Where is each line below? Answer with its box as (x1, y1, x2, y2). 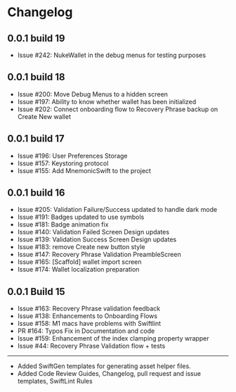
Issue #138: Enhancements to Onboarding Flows (17, 312, 158, 320)
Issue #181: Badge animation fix (17, 220, 109, 229)
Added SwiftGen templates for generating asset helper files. (17, 362, 191, 370)
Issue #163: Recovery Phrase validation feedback (17, 304, 160, 313)
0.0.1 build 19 (7, 32, 65, 44)
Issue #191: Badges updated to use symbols (17, 213, 145, 222)
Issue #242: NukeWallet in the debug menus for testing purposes (17, 51, 206, 59)
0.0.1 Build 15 (7, 286, 65, 298)
